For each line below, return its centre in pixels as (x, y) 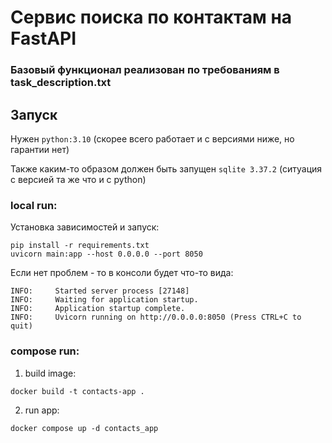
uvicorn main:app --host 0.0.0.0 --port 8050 (106, 254)
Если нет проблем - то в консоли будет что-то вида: (122, 273)
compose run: (45, 351)
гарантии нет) (40, 149)
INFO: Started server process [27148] (100, 291)
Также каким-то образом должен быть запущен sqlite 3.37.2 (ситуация (166, 168)
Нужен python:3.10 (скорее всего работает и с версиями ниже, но (152, 138)
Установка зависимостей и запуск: (85, 227)
